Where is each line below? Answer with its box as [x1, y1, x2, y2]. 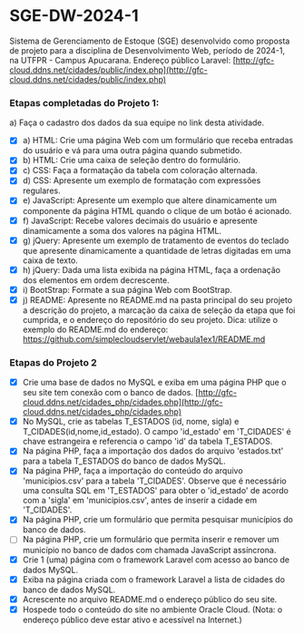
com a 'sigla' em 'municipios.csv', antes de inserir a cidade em [22, 495, 258, 506]
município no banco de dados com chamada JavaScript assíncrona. [22, 544, 277, 555]
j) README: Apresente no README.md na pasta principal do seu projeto [22, 294, 293, 305]
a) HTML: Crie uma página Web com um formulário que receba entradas [22, 135, 293, 146]
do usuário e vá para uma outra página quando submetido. [22, 145, 242, 156]
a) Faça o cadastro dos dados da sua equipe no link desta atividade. [9, 117, 265, 128]
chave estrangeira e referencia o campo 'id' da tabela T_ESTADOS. [22, 436, 273, 447]
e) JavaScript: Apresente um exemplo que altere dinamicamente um [22, 195, 277, 206]
